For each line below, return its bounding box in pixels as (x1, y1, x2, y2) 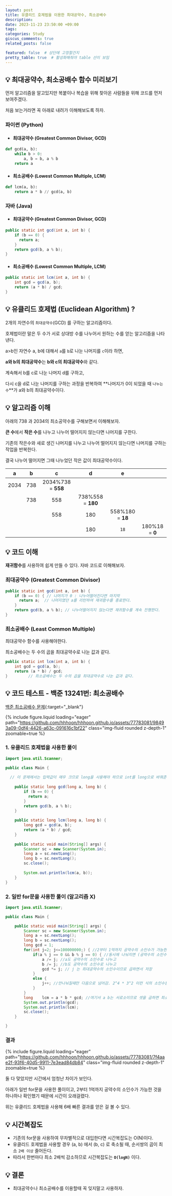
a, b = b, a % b (24, 156, 58, 162)
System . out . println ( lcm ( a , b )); (24, 870, 93, 876)
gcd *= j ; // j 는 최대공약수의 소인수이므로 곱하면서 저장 (41, 966, 153, 972)
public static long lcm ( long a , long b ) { (14, 818, 106, 823)
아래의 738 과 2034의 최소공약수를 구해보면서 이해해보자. (5, 418, 120, 424)
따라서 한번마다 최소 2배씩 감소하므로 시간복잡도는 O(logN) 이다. (12, 1154, 141, 1161)
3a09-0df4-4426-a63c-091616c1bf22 (5, 725, 85, 731)
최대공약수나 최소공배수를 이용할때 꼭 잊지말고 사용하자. (12, 1185, 124, 1191)
